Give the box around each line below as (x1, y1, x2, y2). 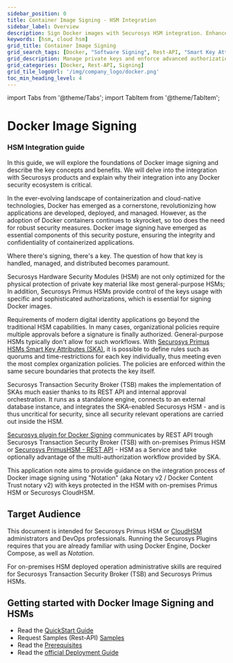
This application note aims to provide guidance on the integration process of (7, 466, 225, 474)
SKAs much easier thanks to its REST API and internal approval (7, 388, 187, 396)
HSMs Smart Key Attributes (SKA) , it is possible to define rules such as (7, 345, 209, 353)
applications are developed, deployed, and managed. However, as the (7, 209, 207, 217)
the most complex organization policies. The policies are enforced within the (7, 359, 225, 368)
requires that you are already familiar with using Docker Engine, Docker (7, 542, 211, 550)
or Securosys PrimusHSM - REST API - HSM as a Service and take (7, 445, 197, 454)
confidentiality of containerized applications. (7, 238, 135, 246)
